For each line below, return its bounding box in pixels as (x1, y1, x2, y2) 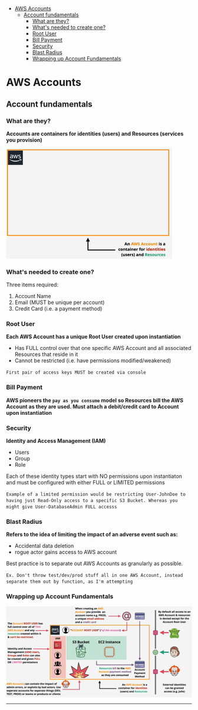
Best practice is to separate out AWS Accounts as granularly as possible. (6, 560, 183, 567)
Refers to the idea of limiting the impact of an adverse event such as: (6, 531, 178, 538)
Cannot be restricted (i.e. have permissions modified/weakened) (14, 357, 171, 364)
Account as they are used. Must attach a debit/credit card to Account (6, 403, 179, 410)
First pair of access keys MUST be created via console (6, 369, 146, 376)
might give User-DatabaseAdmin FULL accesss (6, 504, 117, 510)
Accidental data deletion (14, 542, 74, 550)
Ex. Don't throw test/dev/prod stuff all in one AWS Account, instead (6, 573, 183, 579)
